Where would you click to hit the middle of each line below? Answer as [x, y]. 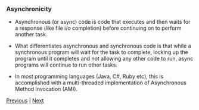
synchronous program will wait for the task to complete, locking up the [102, 52]
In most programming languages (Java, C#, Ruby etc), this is [89, 77]
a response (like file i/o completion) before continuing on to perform [98, 28]
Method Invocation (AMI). [46, 89]
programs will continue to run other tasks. [66, 65]
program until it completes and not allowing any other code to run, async [104, 59]
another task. [31, 34]
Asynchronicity [29, 9]
